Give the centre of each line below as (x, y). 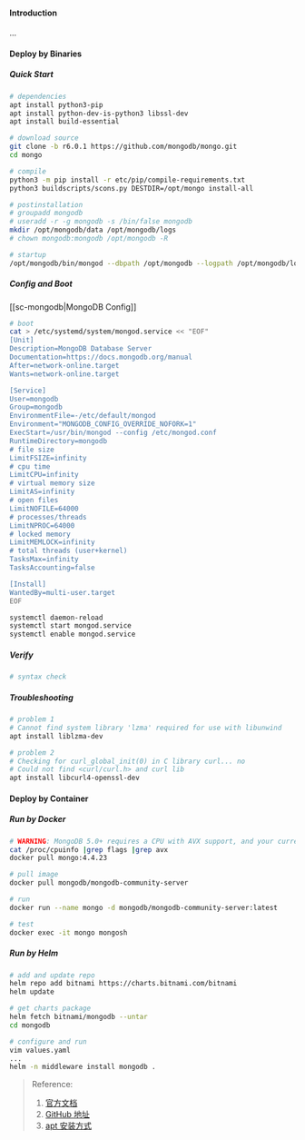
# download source (44, 138)
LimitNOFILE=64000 (44, 509)
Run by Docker (38, 819)
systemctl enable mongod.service (73, 634)
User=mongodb (34, 399)
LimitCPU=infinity (44, 475)
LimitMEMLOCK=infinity (52, 542)
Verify (21, 655)
